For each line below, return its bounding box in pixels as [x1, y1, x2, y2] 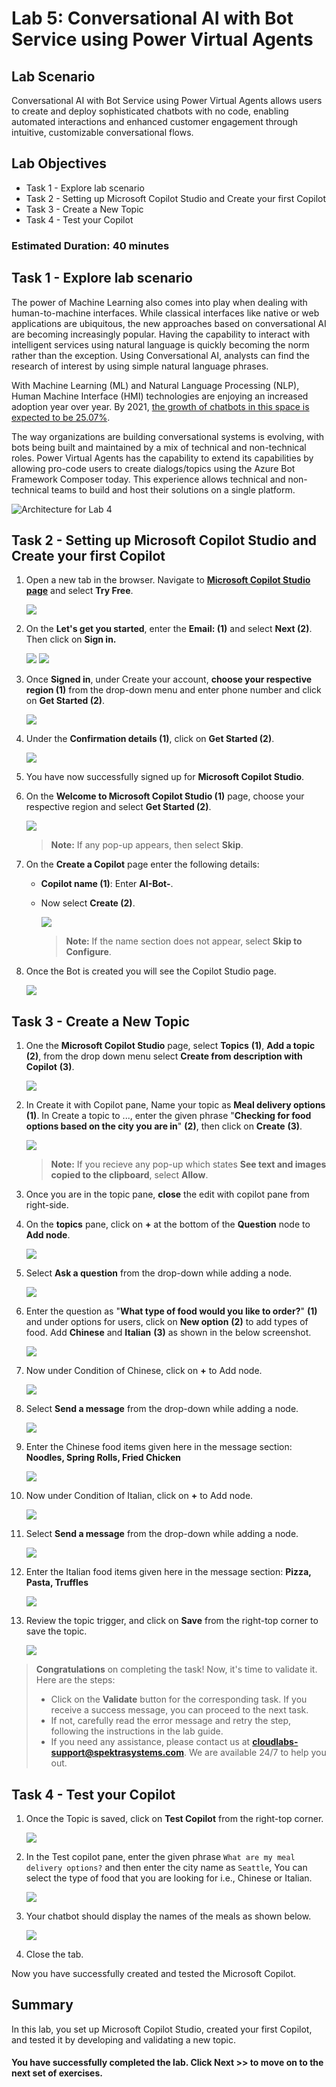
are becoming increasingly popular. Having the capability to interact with [11, 328, 311, 340]
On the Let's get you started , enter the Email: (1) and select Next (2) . [25, 623, 313, 635]
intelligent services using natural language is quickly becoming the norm [11, 338, 310, 351]
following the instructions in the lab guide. [50, 1725, 224, 1737]
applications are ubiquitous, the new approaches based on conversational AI [11, 317, 327, 329]
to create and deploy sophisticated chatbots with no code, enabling [11, 105, 289, 117]
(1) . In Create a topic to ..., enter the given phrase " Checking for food [25, 1110, 312, 1122]
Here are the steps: [35, 1674, 116, 1686]
